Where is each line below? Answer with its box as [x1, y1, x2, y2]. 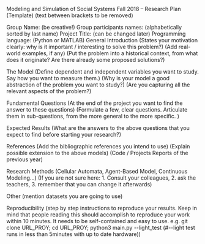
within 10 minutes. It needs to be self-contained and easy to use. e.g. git [6, 218, 188, 224]
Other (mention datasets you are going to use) [6, 193, 123, 200]
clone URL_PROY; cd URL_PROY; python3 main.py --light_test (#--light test [6, 224, 196, 231]
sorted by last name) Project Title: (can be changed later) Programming [6, 30, 186, 37]
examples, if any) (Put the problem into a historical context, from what [21, 50, 198, 57]
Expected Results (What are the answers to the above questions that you [6, 124, 190, 131]
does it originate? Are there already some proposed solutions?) [6, 56, 165, 63]
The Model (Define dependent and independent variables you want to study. [6, 68, 199, 75]
